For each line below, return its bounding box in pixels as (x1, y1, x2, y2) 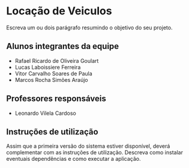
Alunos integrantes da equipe (6, 41, 119, 51)
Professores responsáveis (6, 94, 106, 104)
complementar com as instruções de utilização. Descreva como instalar (6, 149, 183, 156)
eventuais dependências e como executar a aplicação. (6, 155, 141, 163)
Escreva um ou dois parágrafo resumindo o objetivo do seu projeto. (6, 24, 173, 31)
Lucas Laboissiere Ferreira (14, 63, 81, 71)
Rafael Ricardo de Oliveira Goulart (14, 57, 99, 64)
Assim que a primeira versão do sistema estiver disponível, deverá (6, 142, 170, 150)
